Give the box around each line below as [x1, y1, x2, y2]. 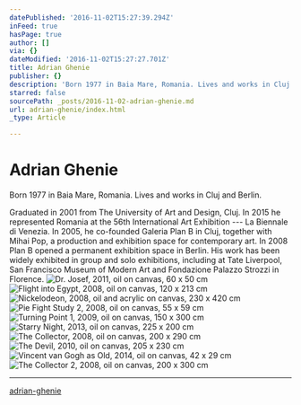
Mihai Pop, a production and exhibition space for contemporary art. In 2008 [9, 235, 288, 247]
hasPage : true [9, 30, 63, 39]
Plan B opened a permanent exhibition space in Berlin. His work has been [9, 245, 280, 256]
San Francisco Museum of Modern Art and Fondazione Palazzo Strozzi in [9, 264, 279, 275]
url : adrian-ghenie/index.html [9, 105, 126, 114]
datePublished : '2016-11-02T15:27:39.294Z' [9, 13, 175, 22]
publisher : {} [9, 72, 63, 81]
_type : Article [9, 113, 66, 122]
